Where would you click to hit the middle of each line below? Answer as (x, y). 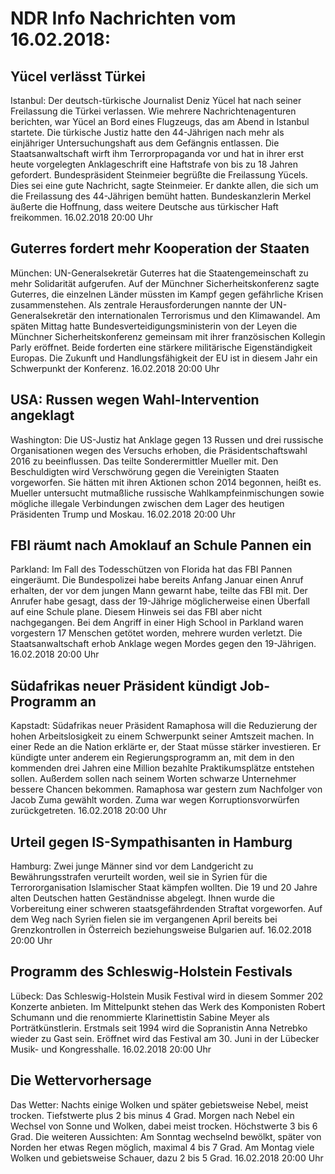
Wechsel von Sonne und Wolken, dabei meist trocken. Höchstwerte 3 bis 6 (164, 1126)
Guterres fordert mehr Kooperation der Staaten (160, 248)
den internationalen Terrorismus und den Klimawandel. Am (199, 315)
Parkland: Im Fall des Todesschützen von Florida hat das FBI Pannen (151, 569)
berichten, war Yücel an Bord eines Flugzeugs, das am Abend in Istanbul (160, 121)
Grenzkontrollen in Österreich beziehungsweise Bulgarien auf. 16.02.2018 (161, 930)
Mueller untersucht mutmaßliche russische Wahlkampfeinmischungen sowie (167, 493)
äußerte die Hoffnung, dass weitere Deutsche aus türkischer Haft (144, 206)
